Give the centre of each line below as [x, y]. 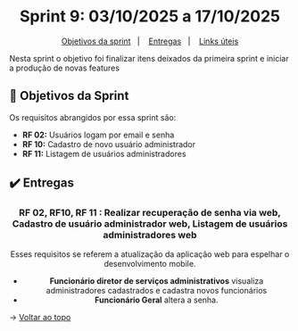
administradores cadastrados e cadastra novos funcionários [157, 291]
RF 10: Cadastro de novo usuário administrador [109, 144]
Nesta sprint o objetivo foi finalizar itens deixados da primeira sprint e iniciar [149, 58]
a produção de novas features [65, 68]
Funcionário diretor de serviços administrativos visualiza [157, 281]
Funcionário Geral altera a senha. [157, 300]
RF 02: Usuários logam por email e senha [98, 135]
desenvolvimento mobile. [150, 264]
